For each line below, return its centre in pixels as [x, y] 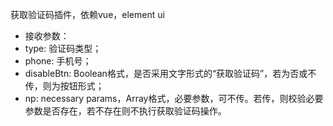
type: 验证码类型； [63, 48]
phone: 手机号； [58, 61]
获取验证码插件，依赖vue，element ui [87, 14]
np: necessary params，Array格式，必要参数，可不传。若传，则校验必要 [174, 98]
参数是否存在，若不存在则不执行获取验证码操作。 [125, 111]
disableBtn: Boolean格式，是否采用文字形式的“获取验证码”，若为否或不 [170, 73]
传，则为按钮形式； [64, 86]
